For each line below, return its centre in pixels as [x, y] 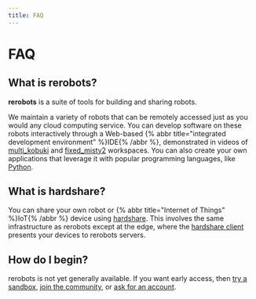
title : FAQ [26, 15]
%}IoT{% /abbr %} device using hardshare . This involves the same [116, 218]
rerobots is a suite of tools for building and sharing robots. [103, 102]
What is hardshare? [57, 191]
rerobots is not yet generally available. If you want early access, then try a [128, 279]
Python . [21, 167]
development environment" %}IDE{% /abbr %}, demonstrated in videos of [128, 142]
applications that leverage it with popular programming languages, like [122, 158]
